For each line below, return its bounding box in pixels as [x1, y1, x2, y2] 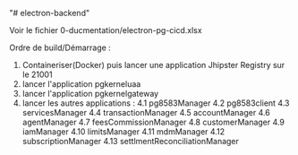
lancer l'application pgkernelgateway [21, 89, 159, 99]
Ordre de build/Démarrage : [9, 42, 112, 53]
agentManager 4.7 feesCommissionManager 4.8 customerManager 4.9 [21, 116, 285, 127]
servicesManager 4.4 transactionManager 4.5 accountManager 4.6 [21, 108, 270, 117]
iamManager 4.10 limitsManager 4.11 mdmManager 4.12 [21, 126, 226, 137]
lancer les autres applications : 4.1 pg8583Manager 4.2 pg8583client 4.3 [21, 98, 290, 108]
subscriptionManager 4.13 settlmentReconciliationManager [21, 136, 240, 146]
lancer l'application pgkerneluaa [21, 79, 141, 89]
